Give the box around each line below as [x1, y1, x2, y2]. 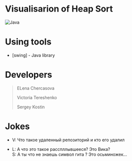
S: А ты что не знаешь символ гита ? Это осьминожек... [12, 151, 127, 157]
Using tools [5, 36, 52, 47]
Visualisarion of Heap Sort [5, 3, 113, 15]
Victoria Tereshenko [16, 94, 57, 100]
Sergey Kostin [16, 104, 45, 110]
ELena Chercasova [16, 85, 55, 91]
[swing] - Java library [12, 52, 55, 58]
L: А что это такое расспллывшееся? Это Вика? [12, 146, 110, 152]
